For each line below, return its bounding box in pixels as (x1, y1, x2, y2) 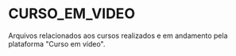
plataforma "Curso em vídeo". (8, 39, 106, 48)
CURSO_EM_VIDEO (8, 5, 135, 23)
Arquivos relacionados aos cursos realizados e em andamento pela (8, 31, 228, 40)
